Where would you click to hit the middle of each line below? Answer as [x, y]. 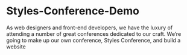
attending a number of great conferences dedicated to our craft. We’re [94, 33]
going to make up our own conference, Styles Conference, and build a [93, 40]
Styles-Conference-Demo [73, 11]
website [16, 47]
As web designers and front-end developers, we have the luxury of [90, 27]
